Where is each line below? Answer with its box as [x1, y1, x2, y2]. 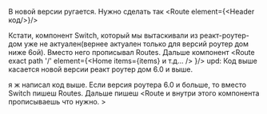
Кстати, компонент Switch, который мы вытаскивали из [8, 31, 198, 40]
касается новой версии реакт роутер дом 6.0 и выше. [8, 65, 193, 74]
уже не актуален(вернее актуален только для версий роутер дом [23, 39, 249, 49]
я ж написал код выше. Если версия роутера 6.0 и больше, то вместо [8, 80, 246, 89]
